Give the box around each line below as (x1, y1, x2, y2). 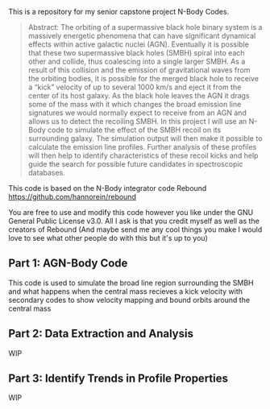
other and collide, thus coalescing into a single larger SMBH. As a (27, 56, 246, 66)
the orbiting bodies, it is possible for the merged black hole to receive (27, 74, 260, 83)
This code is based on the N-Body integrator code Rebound (8, 184, 207, 192)
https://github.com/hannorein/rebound (8, 192, 137, 201)
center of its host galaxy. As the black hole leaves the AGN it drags (27, 91, 250, 100)
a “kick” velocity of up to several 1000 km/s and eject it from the (27, 82, 242, 92)
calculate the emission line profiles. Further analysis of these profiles (27, 143, 257, 151)
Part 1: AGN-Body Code (8, 257, 128, 271)
